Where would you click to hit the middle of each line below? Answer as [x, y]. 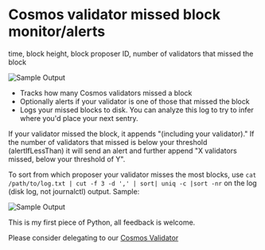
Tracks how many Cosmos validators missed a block [106, 92]
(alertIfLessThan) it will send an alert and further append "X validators [123, 150]
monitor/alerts [57, 31]
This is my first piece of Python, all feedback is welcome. [102, 222]
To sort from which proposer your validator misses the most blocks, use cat [132, 174]
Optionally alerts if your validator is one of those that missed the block [134, 101]
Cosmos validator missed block [115, 15]
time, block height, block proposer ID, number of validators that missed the [131, 53]
